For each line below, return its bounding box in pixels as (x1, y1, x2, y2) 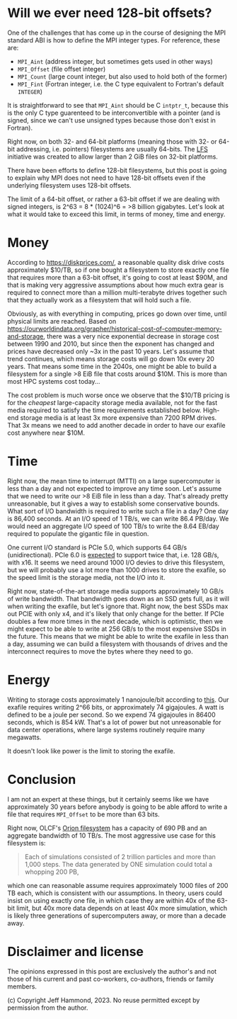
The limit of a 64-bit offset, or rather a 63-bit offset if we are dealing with (7, 195, 221, 203)
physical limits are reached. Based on (7, 317, 117, 325)
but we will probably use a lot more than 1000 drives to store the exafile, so (7, 565, 226, 574)
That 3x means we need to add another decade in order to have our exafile (7, 421, 226, 429)
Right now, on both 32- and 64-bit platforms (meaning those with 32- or (7, 137, 217, 146)
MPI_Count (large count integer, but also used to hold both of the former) (17, 72, 228, 81)
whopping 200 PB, (24, 867, 79, 876)
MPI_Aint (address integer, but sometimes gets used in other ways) (17, 57, 214, 65)
